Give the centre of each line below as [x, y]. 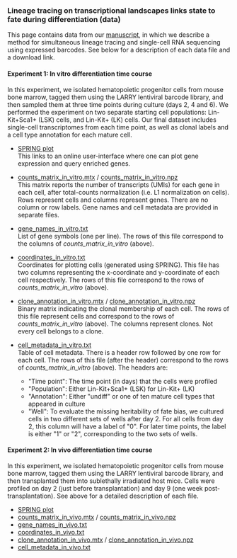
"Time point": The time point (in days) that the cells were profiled [123, 381]
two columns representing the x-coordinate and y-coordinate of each [118, 272]
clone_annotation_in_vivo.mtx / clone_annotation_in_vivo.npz [105, 540]
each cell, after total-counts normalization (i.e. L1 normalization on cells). [123, 192]
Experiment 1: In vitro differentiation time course [80, 74]
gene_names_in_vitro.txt [53, 228]
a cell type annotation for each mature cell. [70, 135]
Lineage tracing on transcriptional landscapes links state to [111, 11]
